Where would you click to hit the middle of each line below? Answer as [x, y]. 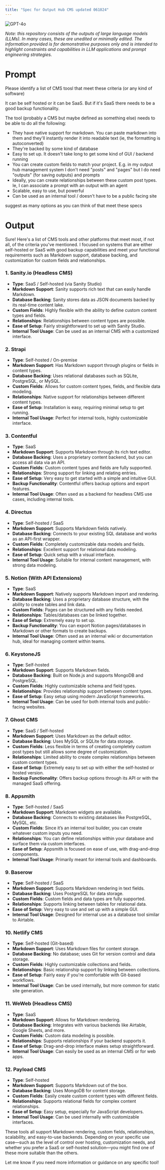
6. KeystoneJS [23, 654]
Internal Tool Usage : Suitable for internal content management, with [82, 560]
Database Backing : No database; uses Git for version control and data [84, 954]
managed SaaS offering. [37, 783]
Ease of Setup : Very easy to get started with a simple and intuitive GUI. [84, 478]
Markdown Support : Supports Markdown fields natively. [69, 528]
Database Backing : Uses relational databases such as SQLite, [75, 376]
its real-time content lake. [38, 305]
